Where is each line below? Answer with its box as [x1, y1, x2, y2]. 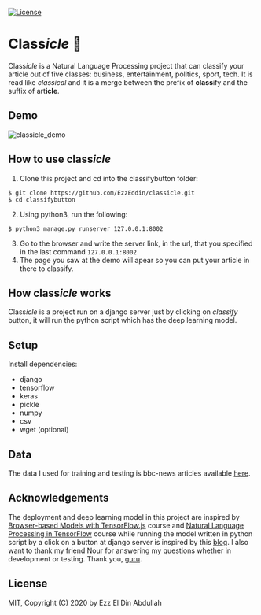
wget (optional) [19, 425, 69, 435]
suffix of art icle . [8, 86, 61, 95]
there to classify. [19, 264, 74, 273]
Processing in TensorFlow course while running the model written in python [8, 528, 253, 539]
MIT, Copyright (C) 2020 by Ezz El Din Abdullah [8, 598, 163, 607]
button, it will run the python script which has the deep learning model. [8, 316, 237, 325]
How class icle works [8, 286, 112, 299]
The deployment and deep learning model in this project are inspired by [8, 512, 240, 521]
